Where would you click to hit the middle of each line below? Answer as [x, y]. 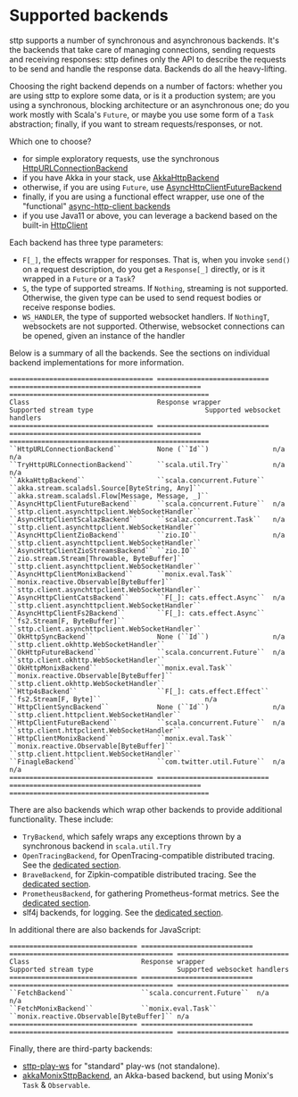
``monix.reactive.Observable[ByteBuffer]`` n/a [99, 1016]
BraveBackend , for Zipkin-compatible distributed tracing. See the [139, 874]
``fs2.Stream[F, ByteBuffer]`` [67, 621]
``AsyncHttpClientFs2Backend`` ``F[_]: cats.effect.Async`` [137, 613]
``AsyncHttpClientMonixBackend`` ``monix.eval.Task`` [121, 574]
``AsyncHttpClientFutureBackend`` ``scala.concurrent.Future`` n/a [147, 504]
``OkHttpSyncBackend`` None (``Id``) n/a [147, 636]
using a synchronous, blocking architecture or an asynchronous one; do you [149, 105]
